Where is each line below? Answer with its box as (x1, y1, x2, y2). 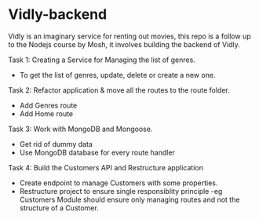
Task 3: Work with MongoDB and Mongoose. (8, 124, 153, 133)
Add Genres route (19, 100, 78, 110)
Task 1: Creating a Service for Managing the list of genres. (8, 55, 196, 64)
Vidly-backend (8, 5, 108, 24)
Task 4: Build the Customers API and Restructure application (8, 162, 204, 172)
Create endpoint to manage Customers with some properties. (19, 178, 218, 188)
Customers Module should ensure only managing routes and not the (19, 195, 240, 204)
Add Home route (19, 108, 74, 119)
